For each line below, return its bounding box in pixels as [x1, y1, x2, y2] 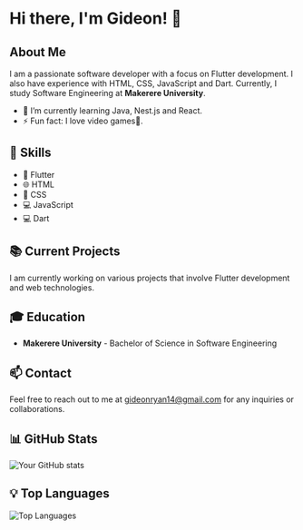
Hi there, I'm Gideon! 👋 [9, 8, 182, 29]
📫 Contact [9, 365, 73, 380]
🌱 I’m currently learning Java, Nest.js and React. [22, 105, 202, 116]
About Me [9, 44, 66, 60]
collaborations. [9, 404, 65, 415]
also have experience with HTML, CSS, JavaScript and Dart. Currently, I [9, 78, 278, 89]
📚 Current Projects [9, 244, 121, 260]
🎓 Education [9, 309, 86, 325]
